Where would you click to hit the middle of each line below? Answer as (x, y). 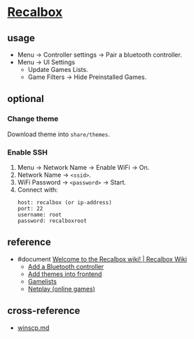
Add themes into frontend (65, 274)
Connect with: (37, 189)
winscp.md (33, 327)
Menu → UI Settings (46, 62)
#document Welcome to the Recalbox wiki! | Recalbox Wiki (102, 259)
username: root (40, 215)
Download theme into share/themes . (59, 134)
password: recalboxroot (52, 221)
